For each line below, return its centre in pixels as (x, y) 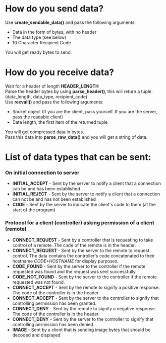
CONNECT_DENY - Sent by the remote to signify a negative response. (84, 308)
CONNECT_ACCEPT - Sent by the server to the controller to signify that (85, 298)
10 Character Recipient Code (42, 42)
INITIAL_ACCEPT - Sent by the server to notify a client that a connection (86, 183)
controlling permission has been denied (53, 324)
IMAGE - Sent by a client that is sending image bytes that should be (81, 330)
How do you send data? (55, 9)
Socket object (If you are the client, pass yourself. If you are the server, (85, 111)
